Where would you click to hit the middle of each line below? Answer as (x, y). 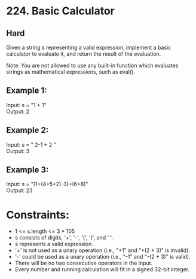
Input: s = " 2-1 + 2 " (31, 144)
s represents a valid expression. (54, 244)
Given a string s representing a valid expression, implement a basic (89, 47)
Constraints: (38, 215)
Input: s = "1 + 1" (26, 105)
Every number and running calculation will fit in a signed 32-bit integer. (102, 269)
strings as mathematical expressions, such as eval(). (71, 72)
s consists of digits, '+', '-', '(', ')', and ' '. (64, 238)
